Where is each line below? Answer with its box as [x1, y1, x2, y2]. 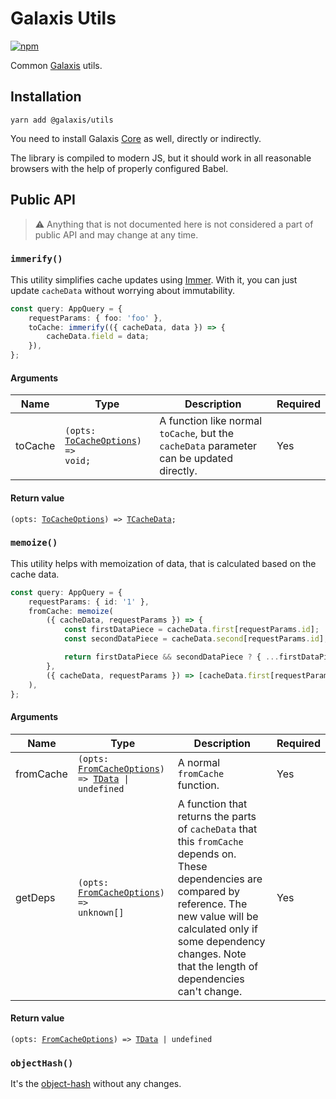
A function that [177, 797, 248, 811]
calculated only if [177, 922, 258, 936]
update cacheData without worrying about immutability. [10, 284, 235, 296]
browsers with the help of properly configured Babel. [10, 162, 229, 174]
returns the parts [177, 809, 257, 823]
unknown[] [77, 907, 125, 918]
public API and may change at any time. [34, 228, 199, 241]
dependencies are [177, 872, 263, 886]
